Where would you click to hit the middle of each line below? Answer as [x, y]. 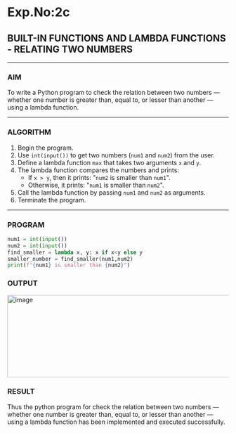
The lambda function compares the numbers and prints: [98, 170]
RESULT [21, 392]
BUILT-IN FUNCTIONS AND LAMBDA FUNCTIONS [117, 38]
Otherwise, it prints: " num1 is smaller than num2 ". [96, 185]
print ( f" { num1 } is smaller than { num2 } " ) [69, 265]
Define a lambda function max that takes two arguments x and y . [109, 162]
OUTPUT [22, 283]
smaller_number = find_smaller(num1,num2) [70, 259]
